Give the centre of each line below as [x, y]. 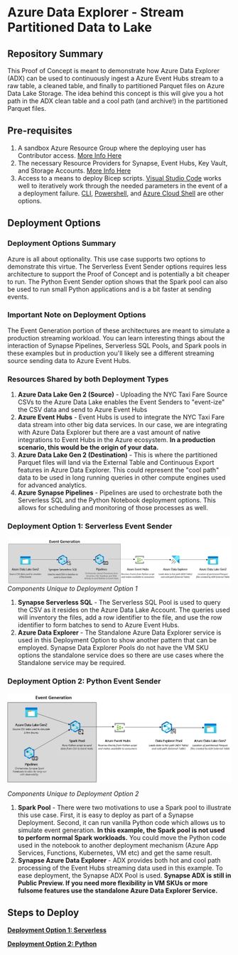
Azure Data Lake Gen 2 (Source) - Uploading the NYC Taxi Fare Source [123, 394]
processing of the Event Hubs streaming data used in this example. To [120, 868]
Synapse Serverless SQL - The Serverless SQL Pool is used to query [119, 603]
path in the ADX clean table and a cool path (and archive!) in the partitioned [118, 101]
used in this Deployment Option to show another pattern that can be [117, 640]
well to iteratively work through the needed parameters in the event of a [123, 185]
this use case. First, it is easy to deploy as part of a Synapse [106, 815]
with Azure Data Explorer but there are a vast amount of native [109, 432]
